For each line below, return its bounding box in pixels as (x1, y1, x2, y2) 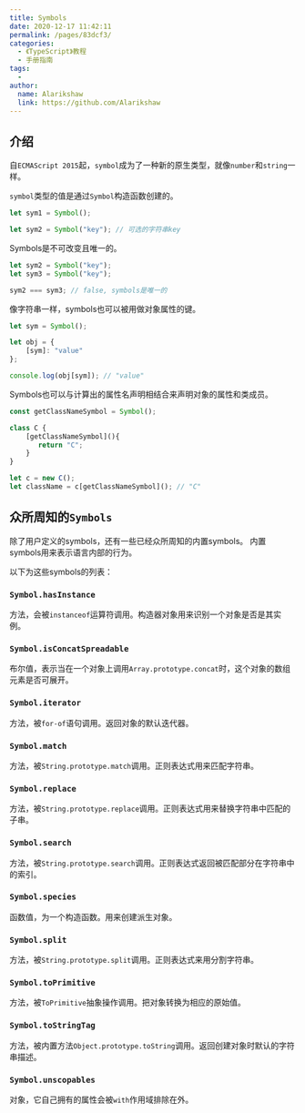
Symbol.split (9, 935, 67, 945)
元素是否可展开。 (9, 674, 74, 685)
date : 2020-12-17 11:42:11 (9, 22, 112, 31)
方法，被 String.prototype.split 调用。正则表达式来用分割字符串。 (9, 955, 259, 966)
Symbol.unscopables (9, 1075, 96, 1085)
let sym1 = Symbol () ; (9, 208, 92, 218)
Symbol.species (9, 892, 77, 902)
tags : (9, 65, 30, 74)
